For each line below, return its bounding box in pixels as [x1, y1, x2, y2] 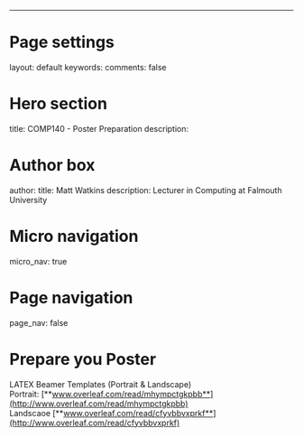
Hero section [9, 94, 108, 114]
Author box [9, 155, 96, 176]
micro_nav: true [9, 256, 68, 266]
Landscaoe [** [9, 407, 64, 418]
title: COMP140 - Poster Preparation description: [9, 123, 189, 134]
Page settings [9, 33, 115, 52]
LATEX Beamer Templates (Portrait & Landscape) [9, 378, 192, 389]
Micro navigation [9, 227, 139, 246]
